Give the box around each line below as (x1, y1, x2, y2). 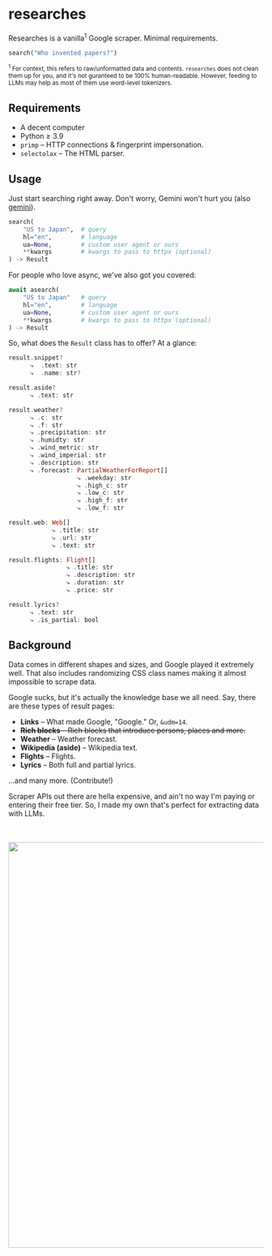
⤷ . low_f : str (77, 504, 125, 512)
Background (8, 639, 71, 652)
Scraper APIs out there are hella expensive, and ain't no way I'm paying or (8, 792, 255, 802)
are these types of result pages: (8, 701, 115, 711)
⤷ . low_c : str (77, 488, 125, 497)
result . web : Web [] (8, 518, 70, 527)
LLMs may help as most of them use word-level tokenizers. (8, 79, 172, 88)
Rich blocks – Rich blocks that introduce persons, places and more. (19, 725, 246, 735)
